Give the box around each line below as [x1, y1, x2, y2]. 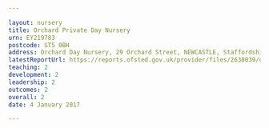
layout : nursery [8, 18, 62, 26]
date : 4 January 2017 [8, 101, 81, 109]
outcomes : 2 [8, 86, 48, 94]
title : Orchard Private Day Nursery [8, 26, 130, 34]
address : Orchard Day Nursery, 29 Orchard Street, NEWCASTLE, [8, 49, 220, 57]
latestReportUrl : [8, 56, 66, 64]
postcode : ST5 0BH [8, 41, 70, 49]
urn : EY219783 [8, 34, 56, 42]
